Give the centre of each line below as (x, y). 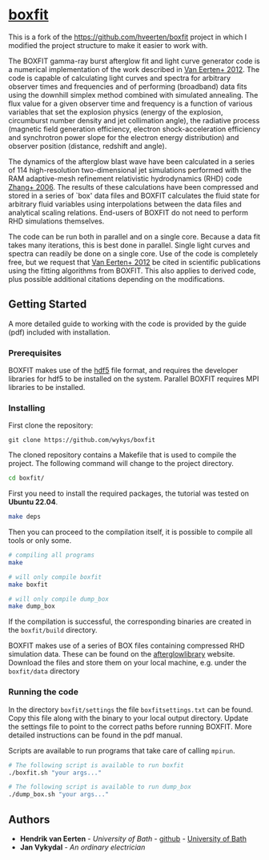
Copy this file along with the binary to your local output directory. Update (128, 717)
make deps (25, 517)
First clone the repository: (51, 425)
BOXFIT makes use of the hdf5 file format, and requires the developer (123, 371)
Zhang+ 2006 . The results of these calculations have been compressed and (133, 187)
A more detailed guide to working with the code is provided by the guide (127, 324)
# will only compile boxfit (55, 577)
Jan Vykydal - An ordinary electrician (82, 847)
